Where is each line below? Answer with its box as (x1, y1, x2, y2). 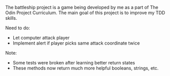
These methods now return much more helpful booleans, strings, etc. (12, 65, 159, 71)
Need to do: (5, 25, 31, 31)
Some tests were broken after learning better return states (12, 60, 135, 65)
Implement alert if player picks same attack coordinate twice (12, 40, 140, 46)
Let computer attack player (12, 35, 70, 41)
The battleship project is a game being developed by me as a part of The (5, 5, 158, 10)
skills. (5, 15, 17, 21)
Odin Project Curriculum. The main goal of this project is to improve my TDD (5, 10, 165, 16)
